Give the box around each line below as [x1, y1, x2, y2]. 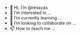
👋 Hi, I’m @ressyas [9, 5, 48, 10]
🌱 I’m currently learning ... [9, 15, 62, 20]
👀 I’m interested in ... [9, 10, 52, 16]
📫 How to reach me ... [9, 26, 55, 31]
